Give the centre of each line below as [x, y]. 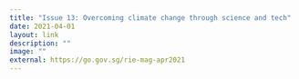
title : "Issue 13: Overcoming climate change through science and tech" [150, 18]
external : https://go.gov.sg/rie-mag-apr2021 [97, 60]
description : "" [40, 43]
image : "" [28, 52]
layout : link [34, 35]
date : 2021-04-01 [42, 26]
